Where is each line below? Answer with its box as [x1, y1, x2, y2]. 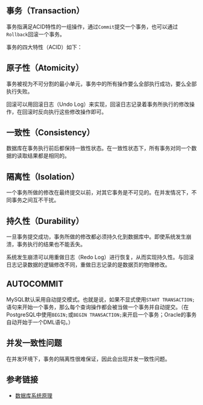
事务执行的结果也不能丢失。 [16, 241, 86, 248]
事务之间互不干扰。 [11, 196, 59, 204]
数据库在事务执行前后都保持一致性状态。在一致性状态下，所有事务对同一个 [6, 145, 192, 152]
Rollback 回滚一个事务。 [6, 30, 65, 38]
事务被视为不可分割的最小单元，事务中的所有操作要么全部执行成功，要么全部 [6, 80, 197, 87]
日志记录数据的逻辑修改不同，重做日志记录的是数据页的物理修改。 [6, 261, 170, 268]
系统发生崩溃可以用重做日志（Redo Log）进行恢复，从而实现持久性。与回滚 [6, 254, 195, 261]
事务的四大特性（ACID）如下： [6, 43, 83, 50]
